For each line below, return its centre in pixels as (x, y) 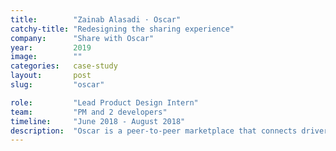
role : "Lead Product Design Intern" (104, 102)
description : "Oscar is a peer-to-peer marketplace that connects (154, 131)
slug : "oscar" (57, 85)
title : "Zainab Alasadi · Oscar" (96, 19)
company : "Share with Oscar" (82, 38)
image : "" (46, 57)
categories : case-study (64, 66)
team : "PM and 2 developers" (89, 112)
